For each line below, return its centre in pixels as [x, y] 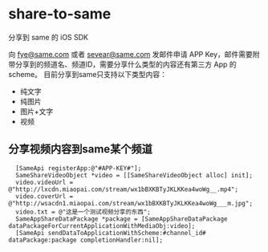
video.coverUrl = [45, 196]
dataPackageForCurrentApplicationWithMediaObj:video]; [102, 226]
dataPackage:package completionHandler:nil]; [85, 240]
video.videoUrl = [45, 182]
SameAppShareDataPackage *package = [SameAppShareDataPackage [122, 219]
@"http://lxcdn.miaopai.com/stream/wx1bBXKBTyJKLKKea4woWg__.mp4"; [124, 189]
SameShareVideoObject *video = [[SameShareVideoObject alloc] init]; [134, 175]
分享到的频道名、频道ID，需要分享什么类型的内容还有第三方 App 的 [126, 64]
